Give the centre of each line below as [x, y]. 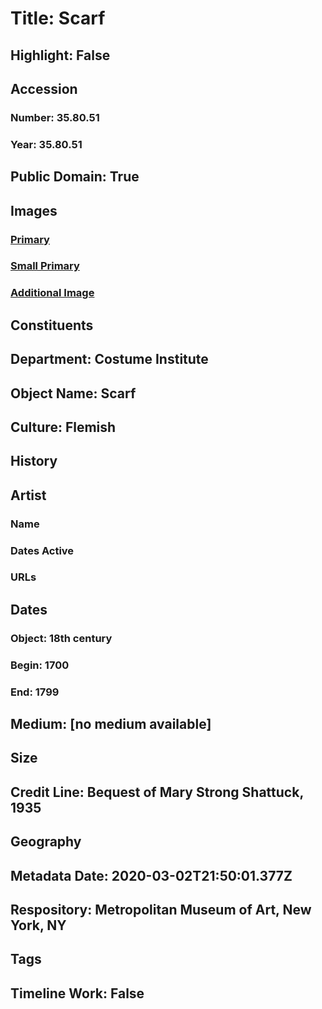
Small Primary [45, 266]
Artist [28, 495]
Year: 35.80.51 [46, 144]
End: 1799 [35, 692]
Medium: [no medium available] [111, 724]
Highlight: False [60, 55]
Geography [46, 842]
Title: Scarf [58, 18]
